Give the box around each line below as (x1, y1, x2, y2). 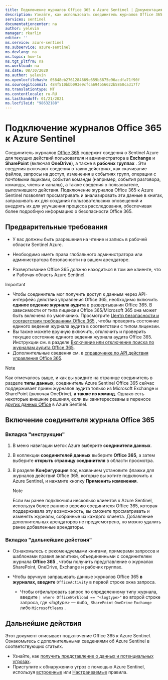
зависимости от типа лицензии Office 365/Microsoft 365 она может (12, 307, 157, 313)
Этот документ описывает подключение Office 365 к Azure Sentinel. (5, 632, 151, 638)
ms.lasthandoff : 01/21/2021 (5, 96, 64, 101)
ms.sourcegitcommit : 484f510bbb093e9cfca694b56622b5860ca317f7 (5, 82, 140, 87)
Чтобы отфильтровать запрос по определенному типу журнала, (20, 589, 158, 595)
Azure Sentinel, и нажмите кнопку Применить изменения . (12, 478, 138, 484)
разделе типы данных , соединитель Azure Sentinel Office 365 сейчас (5, 380, 154, 386)
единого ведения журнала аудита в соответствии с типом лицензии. (12, 323, 160, 329)
